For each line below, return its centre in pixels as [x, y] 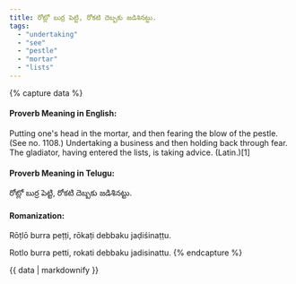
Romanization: [37, 215]
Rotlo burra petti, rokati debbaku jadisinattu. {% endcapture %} [126, 253]
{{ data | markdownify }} [54, 271]
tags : [19, 26]
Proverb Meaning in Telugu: [62, 173]
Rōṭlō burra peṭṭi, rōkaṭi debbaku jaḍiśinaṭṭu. [91, 236]
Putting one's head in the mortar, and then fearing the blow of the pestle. [144, 133]
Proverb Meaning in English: [63, 114]
